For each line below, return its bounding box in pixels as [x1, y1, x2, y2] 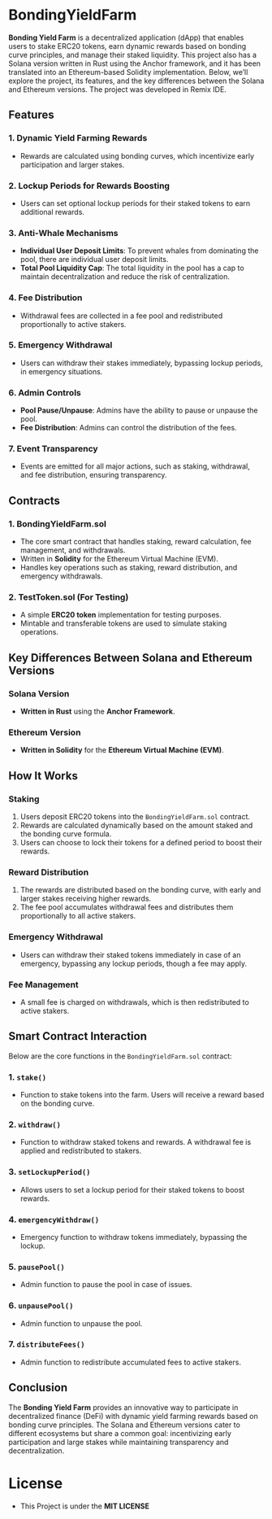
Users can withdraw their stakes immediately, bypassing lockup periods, [19, 358, 263, 368]
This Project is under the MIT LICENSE [19, 1501, 150, 1511]
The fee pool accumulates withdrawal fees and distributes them [19, 902, 234, 912]
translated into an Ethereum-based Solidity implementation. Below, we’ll [8, 67, 248, 76]
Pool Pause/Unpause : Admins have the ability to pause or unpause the [19, 405, 258, 416]
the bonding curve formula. [19, 829, 112, 839]
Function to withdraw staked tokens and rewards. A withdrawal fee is [19, 1137, 252, 1147]
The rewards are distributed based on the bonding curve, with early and [19, 885, 261, 895]
